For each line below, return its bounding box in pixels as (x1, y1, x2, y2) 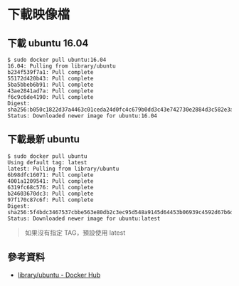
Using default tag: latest (7, 159, 87, 166)
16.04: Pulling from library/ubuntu (7, 63, 116, 70)
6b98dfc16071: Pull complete (7, 171, 94, 179)
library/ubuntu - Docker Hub (17, 270, 101, 279)
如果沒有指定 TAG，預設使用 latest (24, 228, 126, 237)
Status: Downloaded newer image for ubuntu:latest (7, 215, 161, 222)
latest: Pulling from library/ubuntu (7, 165, 119, 172)
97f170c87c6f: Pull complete (7, 196, 94, 203)
